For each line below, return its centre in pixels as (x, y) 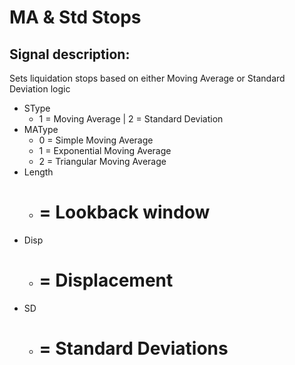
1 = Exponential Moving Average (105, 150)
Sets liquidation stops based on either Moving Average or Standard (147, 78)
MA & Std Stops (75, 17)
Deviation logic (40, 89)
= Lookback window (124, 212)
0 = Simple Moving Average (96, 140)
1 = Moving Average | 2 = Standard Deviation (131, 119)
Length (38, 172)
